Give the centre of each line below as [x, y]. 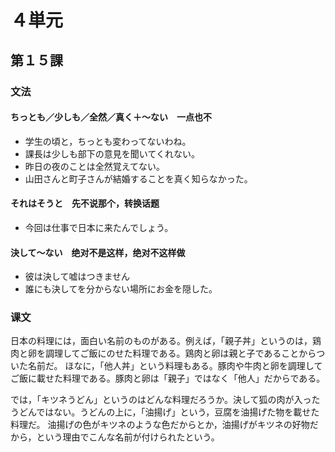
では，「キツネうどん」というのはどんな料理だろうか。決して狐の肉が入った [165, 400]
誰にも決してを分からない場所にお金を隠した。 [121, 289]
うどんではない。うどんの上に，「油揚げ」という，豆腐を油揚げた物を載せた [165, 412]
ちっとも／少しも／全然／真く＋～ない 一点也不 [111, 117]
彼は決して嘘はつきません [77, 277]
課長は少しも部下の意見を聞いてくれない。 [112, 153]
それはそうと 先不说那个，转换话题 [85, 203]
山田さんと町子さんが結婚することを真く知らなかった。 [138, 178]
